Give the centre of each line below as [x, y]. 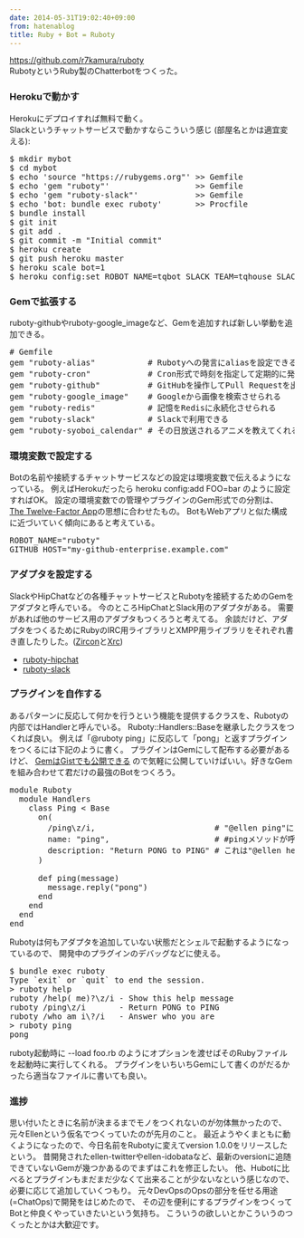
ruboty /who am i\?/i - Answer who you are [112, 1016]
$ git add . [36, 231]
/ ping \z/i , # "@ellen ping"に [171, 828]
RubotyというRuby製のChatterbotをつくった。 [96, 71]
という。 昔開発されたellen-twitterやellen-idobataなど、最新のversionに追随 [151, 1156]
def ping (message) [78, 878]
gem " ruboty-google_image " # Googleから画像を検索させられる [145, 396]
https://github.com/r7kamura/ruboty [77, 61]
